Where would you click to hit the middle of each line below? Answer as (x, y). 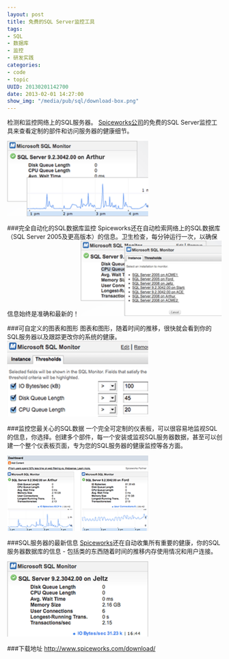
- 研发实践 (21, 58)
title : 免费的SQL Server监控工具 (51, 22)
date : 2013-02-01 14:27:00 (45, 94)
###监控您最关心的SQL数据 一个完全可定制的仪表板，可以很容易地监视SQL (112, 428)
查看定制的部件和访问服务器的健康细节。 (76, 131)
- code (16, 72)
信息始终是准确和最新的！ (43, 314)
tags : (15, 29)
